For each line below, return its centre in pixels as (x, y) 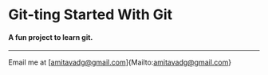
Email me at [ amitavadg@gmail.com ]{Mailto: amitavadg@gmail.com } (120, 62)
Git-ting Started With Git (91, 15)
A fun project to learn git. (51, 37)
